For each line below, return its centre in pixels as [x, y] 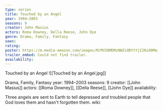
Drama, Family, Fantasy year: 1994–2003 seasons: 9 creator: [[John [73, 83]
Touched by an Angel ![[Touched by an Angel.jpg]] [56, 73]
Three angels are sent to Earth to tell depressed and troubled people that [78, 97]
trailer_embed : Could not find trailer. [47, 55]
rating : [13, 46]
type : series [18, 9]
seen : [10, 41]
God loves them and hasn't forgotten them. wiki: [53, 102]
